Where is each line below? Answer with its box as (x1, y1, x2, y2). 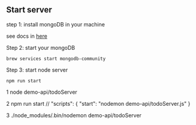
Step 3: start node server (6, 66, 68, 73)
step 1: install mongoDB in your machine (6, 20, 105, 28)
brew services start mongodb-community (6, 55, 106, 62)
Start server (6, 5, 52, 15)
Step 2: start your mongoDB (6, 44, 76, 51)
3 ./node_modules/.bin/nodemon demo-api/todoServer (6, 111, 142, 119)
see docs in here (6, 32, 48, 40)
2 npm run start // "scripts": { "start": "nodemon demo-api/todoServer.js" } (6, 100, 191, 107)
